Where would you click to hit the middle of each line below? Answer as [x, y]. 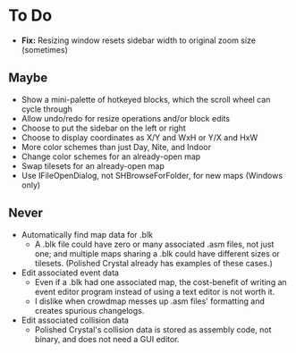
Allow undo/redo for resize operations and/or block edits [125, 118]
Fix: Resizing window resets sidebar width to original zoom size [139, 40]
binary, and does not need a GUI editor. [107, 339]
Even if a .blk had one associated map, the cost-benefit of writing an [161, 282]
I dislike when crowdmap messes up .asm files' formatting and [150, 301]
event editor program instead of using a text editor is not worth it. [155, 291]
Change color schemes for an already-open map [111, 156]
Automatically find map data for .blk [87, 234]
